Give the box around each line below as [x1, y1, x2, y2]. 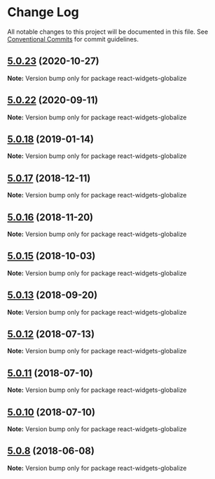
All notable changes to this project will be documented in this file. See [7, 27, 209, 36]
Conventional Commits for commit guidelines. [7, 34, 139, 43]
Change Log [7, 4, 79, 20]
